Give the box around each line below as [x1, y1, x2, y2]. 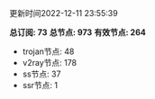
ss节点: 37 [22, 68, 61, 79]
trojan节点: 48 [22, 46, 75, 57]
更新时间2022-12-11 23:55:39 [9, 8, 119, 18]
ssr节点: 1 [22, 80, 59, 90]
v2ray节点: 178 [22, 58, 77, 67]
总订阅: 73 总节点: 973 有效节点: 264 [9, 27, 146, 38]
